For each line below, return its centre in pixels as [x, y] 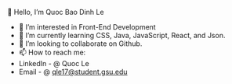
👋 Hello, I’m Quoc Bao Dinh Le [56, 12]
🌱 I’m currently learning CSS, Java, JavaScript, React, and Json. [122, 35]
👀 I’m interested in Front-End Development [87, 27]
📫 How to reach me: [52, 52]
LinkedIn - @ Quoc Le [54, 63]
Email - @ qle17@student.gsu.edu [73, 72]
